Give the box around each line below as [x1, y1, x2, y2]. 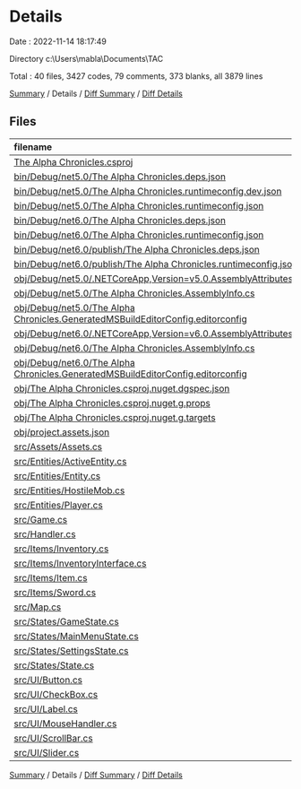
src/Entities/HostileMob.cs [13, 484, 125, 497]
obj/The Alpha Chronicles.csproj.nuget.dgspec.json [13, 382, 230, 394]
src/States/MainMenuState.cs [13, 629, 139, 642]
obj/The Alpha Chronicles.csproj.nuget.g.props [13, 396, 211, 409]
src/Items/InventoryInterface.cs [13, 557, 147, 569]
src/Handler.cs [13, 527, 76, 540]
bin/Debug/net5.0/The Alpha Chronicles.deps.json [13, 170, 227, 183]
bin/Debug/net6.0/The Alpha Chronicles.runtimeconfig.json [13, 229, 264, 241]
